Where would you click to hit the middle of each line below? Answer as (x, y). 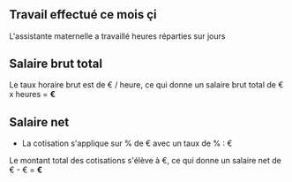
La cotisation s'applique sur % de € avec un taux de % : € (127, 143)
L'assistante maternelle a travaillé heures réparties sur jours (117, 36)
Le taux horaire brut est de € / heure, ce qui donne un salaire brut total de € (146, 85)
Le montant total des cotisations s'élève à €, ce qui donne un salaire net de (146, 161)
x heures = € (32, 95)
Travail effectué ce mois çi (83, 15)
